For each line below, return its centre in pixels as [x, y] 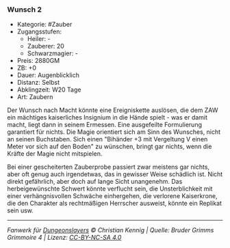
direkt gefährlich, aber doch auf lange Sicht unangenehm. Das [95, 182]
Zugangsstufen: [39, 31]
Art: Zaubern [35, 97]
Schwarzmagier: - [53, 53]
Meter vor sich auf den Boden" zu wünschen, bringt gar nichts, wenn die [110, 147]
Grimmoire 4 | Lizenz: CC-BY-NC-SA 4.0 [64, 238]
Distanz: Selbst [38, 83]
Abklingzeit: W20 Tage [49, 89]
